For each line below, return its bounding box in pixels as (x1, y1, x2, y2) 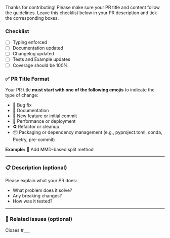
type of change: (5, 92, 39, 98)
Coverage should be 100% (12, 62, 68, 68)
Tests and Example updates (12, 56, 71, 62)
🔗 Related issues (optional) (5, 216, 72, 223)
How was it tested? (12, 198, 53, 205)
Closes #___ (5, 227, 30, 233)
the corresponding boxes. (5, 15, 59, 21)
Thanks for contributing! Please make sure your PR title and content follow (5, 5, 160, 10)
